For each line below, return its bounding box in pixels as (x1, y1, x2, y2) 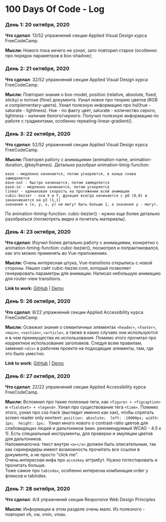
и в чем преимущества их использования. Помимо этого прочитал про (5, 334, 157, 340)
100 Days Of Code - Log (5, 3, 105, 15)
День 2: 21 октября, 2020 (5, 65, 70, 72)
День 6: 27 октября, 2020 (5, 372, 70, 379)
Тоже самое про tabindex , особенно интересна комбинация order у (5, 467, 149, 473)
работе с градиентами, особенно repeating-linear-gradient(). (5, 118, 133, 124)
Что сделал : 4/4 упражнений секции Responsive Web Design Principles (5, 497, 156, 503)
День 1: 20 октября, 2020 (5, 21, 70, 28)
